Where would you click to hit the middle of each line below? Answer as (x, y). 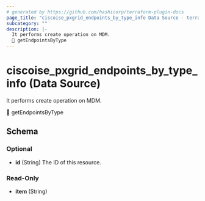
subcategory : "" (27, 23)
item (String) (31, 191)
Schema (22, 132)
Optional (19, 149)
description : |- (27, 29)
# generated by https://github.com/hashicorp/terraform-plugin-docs (95, 12)
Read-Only (23, 178)
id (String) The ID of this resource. (58, 162)
